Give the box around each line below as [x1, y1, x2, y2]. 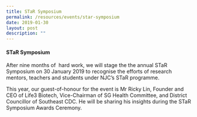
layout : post [6, 25, 38, 31]
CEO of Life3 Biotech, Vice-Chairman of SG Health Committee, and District [6, 92, 187, 99]
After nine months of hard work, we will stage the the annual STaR [6, 62, 168, 69]
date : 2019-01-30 [6, 19, 49, 25]
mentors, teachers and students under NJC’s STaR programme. [6, 74, 160, 81]
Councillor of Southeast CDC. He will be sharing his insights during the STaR [6, 98, 191, 105]
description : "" [6, 31, 46, 36]
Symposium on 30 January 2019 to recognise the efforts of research [6, 68, 172, 75]
